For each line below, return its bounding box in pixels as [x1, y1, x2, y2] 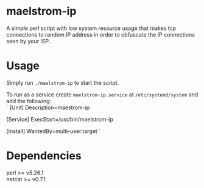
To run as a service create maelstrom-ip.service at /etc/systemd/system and [6, 90, 199, 98]
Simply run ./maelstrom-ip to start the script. [6, 79, 119, 86]
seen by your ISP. [6, 37, 51, 45]
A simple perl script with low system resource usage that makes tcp [6, 24, 177, 32]
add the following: [6, 97, 52, 104]
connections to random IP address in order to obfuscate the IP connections [6, 31, 195, 38]
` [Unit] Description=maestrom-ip [6, 104, 90, 111]
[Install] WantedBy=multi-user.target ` [6, 127, 101, 135]
